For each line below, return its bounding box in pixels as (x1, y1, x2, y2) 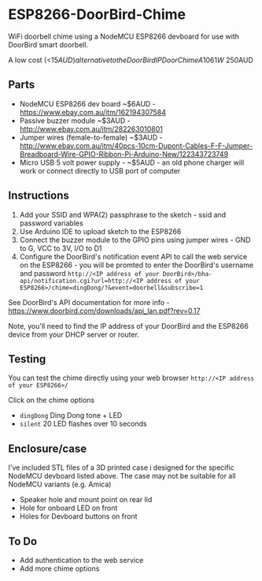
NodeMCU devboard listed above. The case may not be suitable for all (8, 471, 236, 481)
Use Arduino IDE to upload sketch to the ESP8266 (19, 226, 182, 236)
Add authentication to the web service (19, 556, 144, 564)
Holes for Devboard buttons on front (19, 512, 138, 521)
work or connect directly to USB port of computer (19, 166, 181, 175)
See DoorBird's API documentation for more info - (8, 297, 171, 307)
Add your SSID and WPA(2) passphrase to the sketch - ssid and (19, 210, 227, 219)
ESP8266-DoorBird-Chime (8, 6, 186, 24)
